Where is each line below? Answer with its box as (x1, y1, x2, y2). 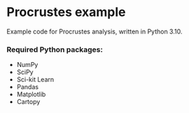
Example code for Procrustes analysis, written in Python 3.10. (6, 27, 183, 36)
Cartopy (16, 98, 41, 106)
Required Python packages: (6, 45, 103, 54)
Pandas (16, 83, 39, 91)
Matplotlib (16, 90, 46, 98)
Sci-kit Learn (16, 75, 55, 84)
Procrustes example (6, 4, 127, 20)
